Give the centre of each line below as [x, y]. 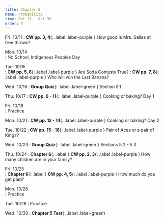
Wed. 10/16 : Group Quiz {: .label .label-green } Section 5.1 [63, 87]
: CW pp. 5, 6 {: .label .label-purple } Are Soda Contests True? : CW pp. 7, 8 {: [82, 72]
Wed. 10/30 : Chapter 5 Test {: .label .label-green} [55, 213]
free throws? [18, 43]
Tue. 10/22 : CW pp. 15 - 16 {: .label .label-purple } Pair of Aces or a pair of [80, 130]
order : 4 [14, 23]
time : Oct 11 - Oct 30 [28, 19]
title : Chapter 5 [23, 10]
